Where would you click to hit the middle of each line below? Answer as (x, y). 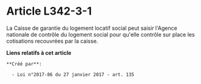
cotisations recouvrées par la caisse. (52, 41)
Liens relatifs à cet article (39, 52)
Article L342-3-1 (49, 11)
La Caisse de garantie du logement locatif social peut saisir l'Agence (92, 28)
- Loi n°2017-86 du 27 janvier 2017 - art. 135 (73, 74)
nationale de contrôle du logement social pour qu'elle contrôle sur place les (101, 34)
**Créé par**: (24, 64)
